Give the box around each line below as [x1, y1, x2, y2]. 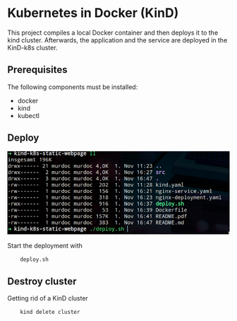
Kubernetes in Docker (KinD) [7, 5, 179, 21]
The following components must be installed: [7, 83, 138, 91]
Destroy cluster [7, 275, 77, 287]
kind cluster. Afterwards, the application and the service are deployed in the [7, 35, 228, 44]
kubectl [17, 111, 40, 119]
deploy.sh [20, 256, 49, 263]
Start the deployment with [7, 242, 83, 250]
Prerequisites [7, 64, 68, 76]
